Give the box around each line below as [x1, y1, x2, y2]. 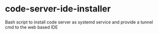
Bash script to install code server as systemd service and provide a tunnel [5, 19, 153, 25]
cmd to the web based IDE [5, 24, 58, 30]
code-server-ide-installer [5, 3, 111, 14]
